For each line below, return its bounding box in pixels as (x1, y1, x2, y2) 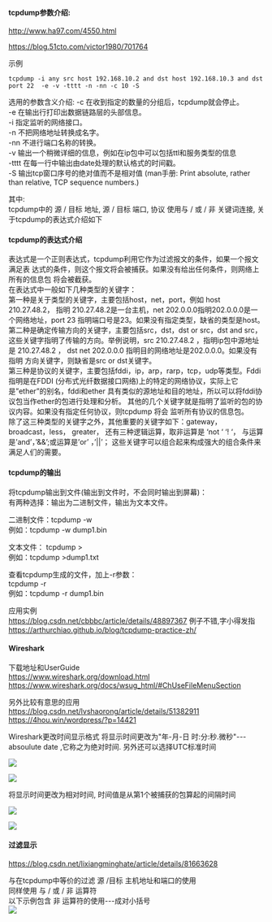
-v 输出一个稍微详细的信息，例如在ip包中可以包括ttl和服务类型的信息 (8, 148, 237, 158)
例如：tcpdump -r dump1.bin (8, 588, 104, 598)
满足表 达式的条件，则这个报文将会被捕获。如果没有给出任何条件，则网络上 (8, 264, 260, 274)
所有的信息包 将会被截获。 (8, 275, 96, 285)
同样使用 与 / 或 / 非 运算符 (8, 886, 97, 896)
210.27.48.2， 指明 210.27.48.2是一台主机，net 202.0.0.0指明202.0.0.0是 (8, 305, 252, 315)
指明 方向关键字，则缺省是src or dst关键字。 (8, 356, 157, 366)
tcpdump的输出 (8, 468, 62, 477)
